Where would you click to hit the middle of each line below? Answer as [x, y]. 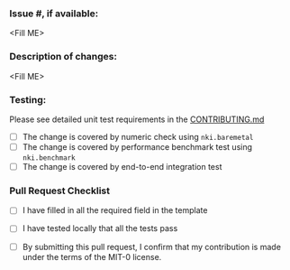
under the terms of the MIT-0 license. [92, 256]
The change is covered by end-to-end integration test [122, 167]
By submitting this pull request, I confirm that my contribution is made [152, 247]
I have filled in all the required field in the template [115, 210]
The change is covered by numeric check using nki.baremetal [138, 136]
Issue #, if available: [54, 14]
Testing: [28, 99]
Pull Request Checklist [60, 191]
